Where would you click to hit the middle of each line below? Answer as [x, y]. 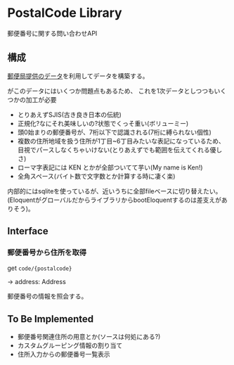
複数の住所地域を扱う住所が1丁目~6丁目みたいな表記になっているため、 [121, 141]
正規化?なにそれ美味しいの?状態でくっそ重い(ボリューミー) [103, 123]
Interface [28, 231]
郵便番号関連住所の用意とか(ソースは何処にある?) [89, 337]
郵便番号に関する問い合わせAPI [52, 33]
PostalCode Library [65, 13]
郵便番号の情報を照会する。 [47, 296]
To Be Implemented [51, 319]
